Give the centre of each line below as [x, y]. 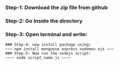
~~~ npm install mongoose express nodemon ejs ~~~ [59, 49]
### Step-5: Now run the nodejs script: [48, 53]
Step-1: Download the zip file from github [56, 7]
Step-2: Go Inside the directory [44, 20]
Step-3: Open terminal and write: [46, 34]
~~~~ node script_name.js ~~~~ [38, 58]
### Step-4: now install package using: [48, 45]
